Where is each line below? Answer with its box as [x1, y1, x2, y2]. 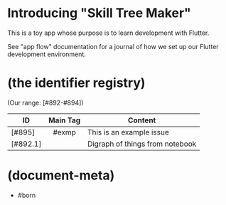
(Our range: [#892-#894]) [7, 98, 84, 107]
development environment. [7, 50, 87, 58]
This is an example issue [87, 127, 169, 137]
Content [127, 115, 156, 125]
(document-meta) [7, 167, 115, 184]
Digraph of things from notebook [87, 139, 197, 149]
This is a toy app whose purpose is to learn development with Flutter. [7, 28, 210, 37]
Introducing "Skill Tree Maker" [7, 5, 192, 21]
